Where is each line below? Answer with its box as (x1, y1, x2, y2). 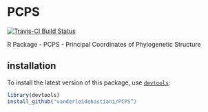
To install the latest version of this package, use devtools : (7, 78, 171, 87)
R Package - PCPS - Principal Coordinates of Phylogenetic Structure (7, 40, 201, 48)
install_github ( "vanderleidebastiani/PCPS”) (7, 98, 137, 105)
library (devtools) (7, 91, 60, 98)
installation (7, 60, 56, 72)
